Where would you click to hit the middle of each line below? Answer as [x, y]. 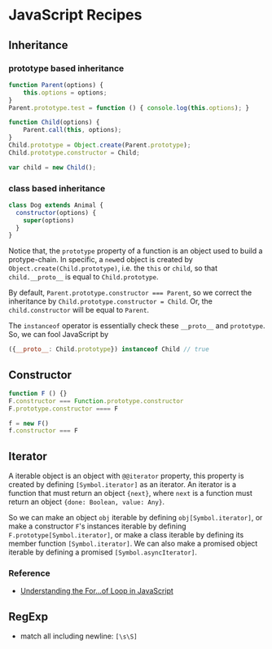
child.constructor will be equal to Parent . [79, 310]
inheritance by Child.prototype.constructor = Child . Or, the [111, 301]
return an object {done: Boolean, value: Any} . [87, 502]
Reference [29, 573]
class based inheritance [57, 188]
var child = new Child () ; [52, 167]
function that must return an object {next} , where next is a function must [130, 493]
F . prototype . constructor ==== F [63, 409]
